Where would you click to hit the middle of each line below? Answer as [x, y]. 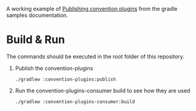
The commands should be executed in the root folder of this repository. [96, 56]
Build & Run [36, 40]
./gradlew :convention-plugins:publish [66, 79]
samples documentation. [37, 15]
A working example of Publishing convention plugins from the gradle [92, 9]
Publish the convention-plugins [54, 68]
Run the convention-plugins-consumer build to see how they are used [103, 90]
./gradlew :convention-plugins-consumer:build [75, 102]
